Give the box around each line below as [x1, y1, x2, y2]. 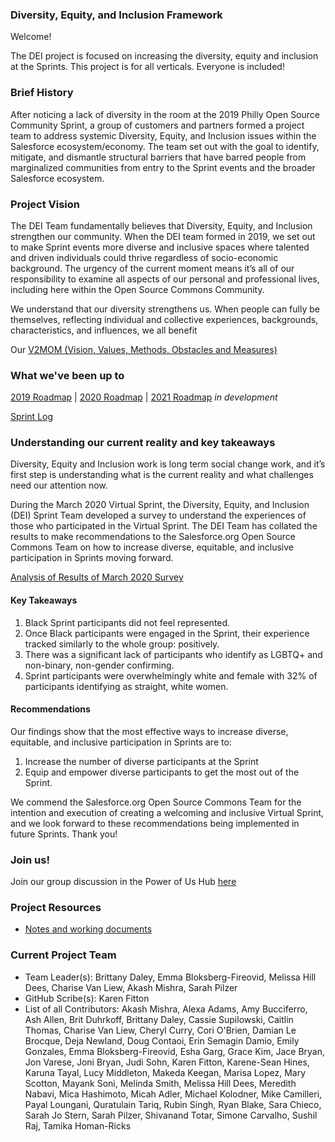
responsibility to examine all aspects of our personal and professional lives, [10, 273, 320, 285]
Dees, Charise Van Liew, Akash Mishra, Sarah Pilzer [24, 981, 238, 993]
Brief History [10, 86, 74, 100]
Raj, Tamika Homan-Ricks [24, 1119, 132, 1132]
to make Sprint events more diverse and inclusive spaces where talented [10, 241, 310, 253]
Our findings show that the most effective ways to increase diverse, [10, 725, 289, 737]
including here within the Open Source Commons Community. [10, 283, 265, 295]
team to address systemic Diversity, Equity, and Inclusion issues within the [10, 129, 317, 142]
